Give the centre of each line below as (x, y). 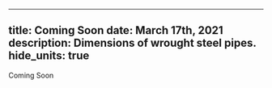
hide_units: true (49, 56)
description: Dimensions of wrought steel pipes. (132, 43)
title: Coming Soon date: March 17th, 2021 (116, 30)
